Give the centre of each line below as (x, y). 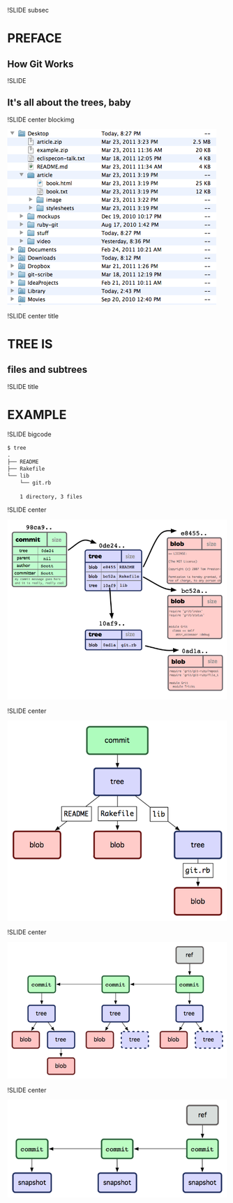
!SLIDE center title (33, 316)
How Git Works (40, 64)
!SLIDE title (23, 386)
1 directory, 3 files (51, 496)
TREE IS (30, 344)
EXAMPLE (37, 415)
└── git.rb (36, 482)
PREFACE (35, 38)
